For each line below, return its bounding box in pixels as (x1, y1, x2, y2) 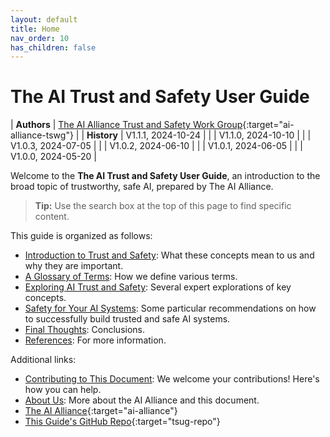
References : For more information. (24, 334, 167, 346)
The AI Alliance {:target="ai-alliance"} (24, 405, 178, 417)
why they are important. (24, 260, 124, 272)
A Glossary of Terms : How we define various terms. (24, 271, 238, 283)
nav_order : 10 (10, 33, 70, 43)
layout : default (10, 14, 78, 25)
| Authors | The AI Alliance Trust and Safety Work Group (10, 119, 243, 131)
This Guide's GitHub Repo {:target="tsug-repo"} (24, 416, 221, 428)
